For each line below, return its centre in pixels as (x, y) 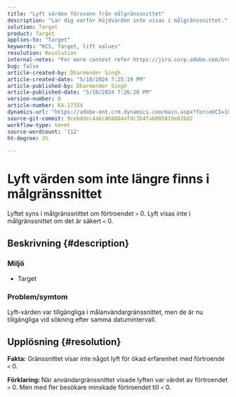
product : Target (31, 33)
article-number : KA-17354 (45, 106)
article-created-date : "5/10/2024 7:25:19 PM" (77, 79)
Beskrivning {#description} (68, 243)
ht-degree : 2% (28, 138)
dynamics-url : (28, 112)
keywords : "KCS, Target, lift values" (64, 46)
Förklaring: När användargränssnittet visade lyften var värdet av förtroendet (118, 379)
